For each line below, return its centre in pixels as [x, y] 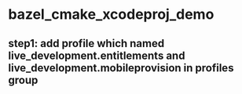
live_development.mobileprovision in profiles [121, 68]
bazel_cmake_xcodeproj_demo [111, 14]
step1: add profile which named [86, 43]
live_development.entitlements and [97, 55]
